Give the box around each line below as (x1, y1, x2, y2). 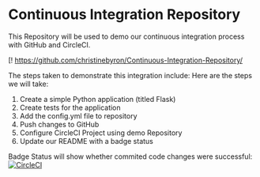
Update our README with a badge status (19, 136, 154, 145)
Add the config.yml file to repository (19, 111, 138, 120)
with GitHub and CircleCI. (8, 40, 91, 49)
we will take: (8, 79, 49, 88)
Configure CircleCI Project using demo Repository (19, 128, 183, 137)
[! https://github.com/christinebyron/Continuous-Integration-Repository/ (8, 55, 243, 65)
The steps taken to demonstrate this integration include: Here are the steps (8, 70, 253, 80)
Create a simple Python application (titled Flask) (19, 94, 176, 104)
